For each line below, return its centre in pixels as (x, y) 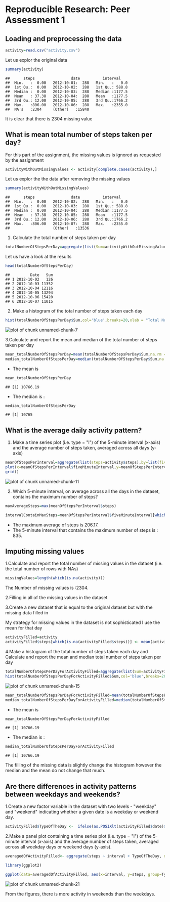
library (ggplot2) (24, 865)
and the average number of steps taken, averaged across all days (81, 448)
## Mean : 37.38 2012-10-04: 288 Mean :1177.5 (67, 96)
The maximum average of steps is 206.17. (55, 525)
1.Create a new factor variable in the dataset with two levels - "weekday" (81, 806)
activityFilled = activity (31, 637)
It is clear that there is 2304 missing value (49, 119)
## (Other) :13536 (47, 229)
